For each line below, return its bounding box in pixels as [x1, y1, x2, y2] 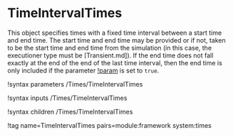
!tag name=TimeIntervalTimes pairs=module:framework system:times [7, 121, 212, 129]
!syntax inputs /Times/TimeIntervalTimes [7, 94, 128, 102]
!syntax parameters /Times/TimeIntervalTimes [7, 80, 143, 88]
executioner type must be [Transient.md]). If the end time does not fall [7, 51, 214, 60]
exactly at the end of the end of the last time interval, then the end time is [7, 58, 222, 67]
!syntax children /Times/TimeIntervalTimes [7, 107, 133, 116]
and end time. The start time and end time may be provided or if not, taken [7, 35, 226, 44]
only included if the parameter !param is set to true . [7, 66, 160, 75]
